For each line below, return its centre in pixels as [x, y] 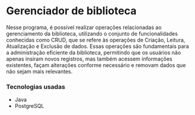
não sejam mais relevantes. [39, 71]
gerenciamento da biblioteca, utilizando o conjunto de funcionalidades [92, 33]
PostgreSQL [29, 106]
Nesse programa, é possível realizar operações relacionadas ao [84, 27]
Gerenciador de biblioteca [71, 11]
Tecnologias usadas [36, 87]
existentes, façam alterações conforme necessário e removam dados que [96, 65]
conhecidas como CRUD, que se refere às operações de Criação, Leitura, [96, 40]
